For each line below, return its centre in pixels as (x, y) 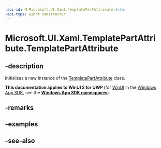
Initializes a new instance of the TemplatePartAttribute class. (65, 78)
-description (24, 66)
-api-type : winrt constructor (36, 14)
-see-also (20, 140)
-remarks (19, 107)
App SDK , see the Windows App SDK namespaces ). (58, 92)
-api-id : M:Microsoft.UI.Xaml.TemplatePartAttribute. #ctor (66, 9)
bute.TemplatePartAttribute (62, 48)
